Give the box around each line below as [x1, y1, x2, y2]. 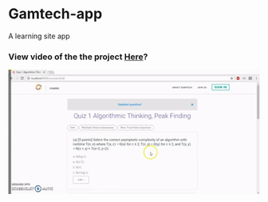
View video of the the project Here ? [8, 51, 148, 62]
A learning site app [8, 31, 70, 41]
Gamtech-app [8, 5, 103, 23]
